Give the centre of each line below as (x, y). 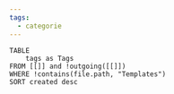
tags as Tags (50, 58)
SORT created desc (43, 81)
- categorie (40, 26)
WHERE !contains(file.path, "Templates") (88, 74)
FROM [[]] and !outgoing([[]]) (68, 66)
